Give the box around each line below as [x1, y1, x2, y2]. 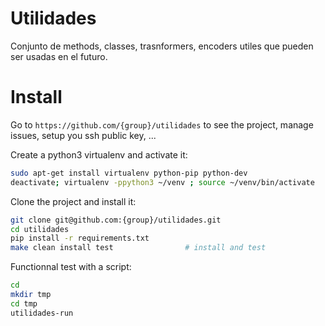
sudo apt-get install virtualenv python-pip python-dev [10, 168, 248, 178]
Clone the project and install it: [10, 195, 137, 207]
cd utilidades [10, 224, 70, 234]
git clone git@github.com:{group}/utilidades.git [10, 215, 222, 225]
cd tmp [10, 298, 38, 309]
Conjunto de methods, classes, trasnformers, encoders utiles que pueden [10, 40, 314, 52]
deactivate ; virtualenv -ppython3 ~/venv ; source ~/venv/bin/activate [10, 177, 315, 187]
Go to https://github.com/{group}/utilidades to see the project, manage [10, 118, 314, 131]
